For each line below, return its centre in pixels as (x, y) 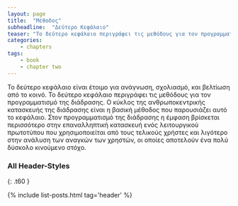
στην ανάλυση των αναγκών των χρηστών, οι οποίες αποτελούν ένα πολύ (118, 140)
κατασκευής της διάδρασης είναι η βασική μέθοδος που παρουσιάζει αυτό (117, 109)
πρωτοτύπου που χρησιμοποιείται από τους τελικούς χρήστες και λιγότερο (118, 132)
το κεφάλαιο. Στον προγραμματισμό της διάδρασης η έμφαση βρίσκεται (113, 117)
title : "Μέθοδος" (34, 21)
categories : (25, 40)
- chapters (36, 47)
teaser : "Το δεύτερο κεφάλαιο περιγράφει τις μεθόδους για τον (103, 34)
